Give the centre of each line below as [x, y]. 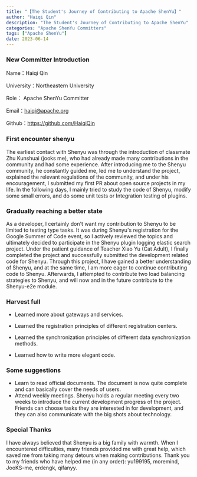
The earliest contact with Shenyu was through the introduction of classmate [98, 152]
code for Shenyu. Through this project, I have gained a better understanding [99, 261]
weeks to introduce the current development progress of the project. [98, 402]
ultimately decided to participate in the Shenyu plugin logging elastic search [98, 242]
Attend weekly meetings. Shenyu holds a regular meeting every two [97, 396]
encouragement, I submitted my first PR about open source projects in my [96, 183]
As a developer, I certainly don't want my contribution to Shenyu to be [91, 223]
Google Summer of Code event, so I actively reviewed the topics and [89, 236]
